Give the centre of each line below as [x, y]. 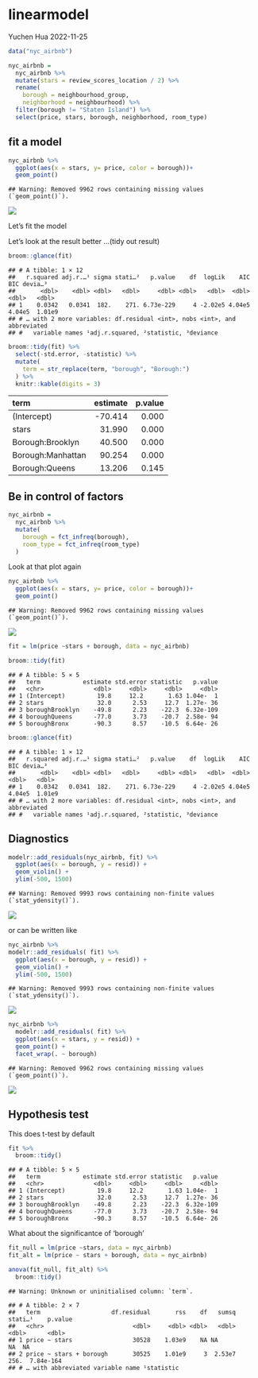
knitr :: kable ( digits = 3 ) [58, 384]
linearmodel [49, 15]
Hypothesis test [48, 1115]
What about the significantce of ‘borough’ [76, 1233]
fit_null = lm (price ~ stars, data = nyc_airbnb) [90, 1248]
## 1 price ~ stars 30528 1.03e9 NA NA [113, 1340]
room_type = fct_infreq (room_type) [81, 544]
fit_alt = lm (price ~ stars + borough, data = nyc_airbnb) [108, 1256]
